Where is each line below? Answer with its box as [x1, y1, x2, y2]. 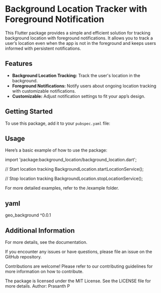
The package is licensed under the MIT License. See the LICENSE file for [5, 278, 151, 284]
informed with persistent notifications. [5, 45, 81, 51]
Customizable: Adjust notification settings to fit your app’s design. [12, 93, 145, 99]
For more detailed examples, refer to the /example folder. [5, 185, 119, 191]
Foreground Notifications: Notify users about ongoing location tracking [12, 83, 157, 89]
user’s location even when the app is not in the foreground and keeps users [5, 40, 157, 46]
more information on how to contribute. [5, 269, 84, 274]
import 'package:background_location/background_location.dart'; [5, 157, 137, 163]
